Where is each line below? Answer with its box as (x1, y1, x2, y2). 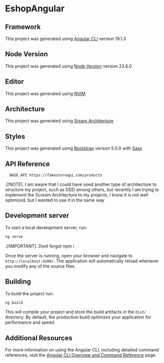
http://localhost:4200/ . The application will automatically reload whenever (5, 258, 159, 264)
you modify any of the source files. (5, 263, 76, 269)
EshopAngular (5, 3, 65, 14)
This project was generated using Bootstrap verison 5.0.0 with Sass (5, 145, 142, 151)
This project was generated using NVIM (5, 90, 86, 96)
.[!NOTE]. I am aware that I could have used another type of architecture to (5, 181, 157, 188)
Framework (5, 23, 41, 31)
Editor (5, 78, 24, 86)
